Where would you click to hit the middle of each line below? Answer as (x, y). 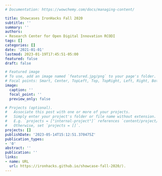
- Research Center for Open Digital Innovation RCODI (60, 36)
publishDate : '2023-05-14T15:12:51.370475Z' (50, 134)
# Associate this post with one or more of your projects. (68, 112)
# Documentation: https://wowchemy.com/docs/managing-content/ (70, 9)
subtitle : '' (18, 23)
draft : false (18, 63)
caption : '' (21, 90)
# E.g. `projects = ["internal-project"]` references (62, 121)
